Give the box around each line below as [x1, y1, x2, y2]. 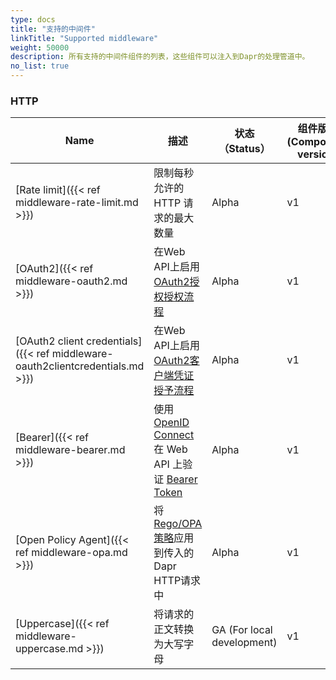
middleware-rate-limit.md [15, 196, 139, 210]
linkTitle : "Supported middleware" [10, 33, 159, 43]
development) [211, 636, 278, 650]
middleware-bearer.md [15, 443, 126, 457]
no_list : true [10, 61, 70, 71]
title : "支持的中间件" [10, 24, 96, 34]
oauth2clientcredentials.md [15, 359, 145, 373]
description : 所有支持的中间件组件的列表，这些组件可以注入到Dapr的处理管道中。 [10, 52, 310, 62]
